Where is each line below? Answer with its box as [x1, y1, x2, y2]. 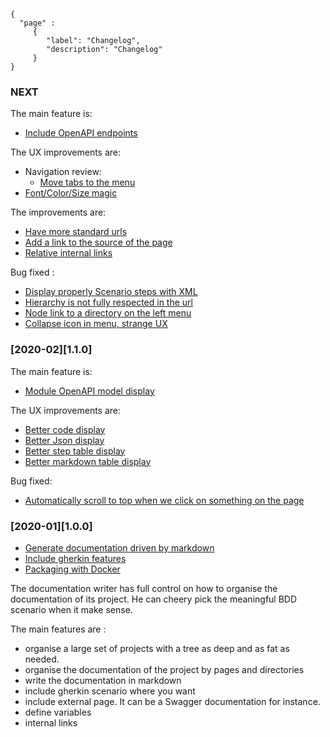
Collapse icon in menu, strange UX [24, 318, 168, 330]
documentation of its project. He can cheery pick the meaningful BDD [10, 593, 298, 605]
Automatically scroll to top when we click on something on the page [24, 494, 305, 506]
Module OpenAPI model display [24, 385, 155, 397]
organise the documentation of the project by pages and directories [24, 663, 305, 675]
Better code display [24, 423, 106, 435]
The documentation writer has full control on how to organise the [10, 582, 278, 594]
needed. [24, 653, 60, 665]
